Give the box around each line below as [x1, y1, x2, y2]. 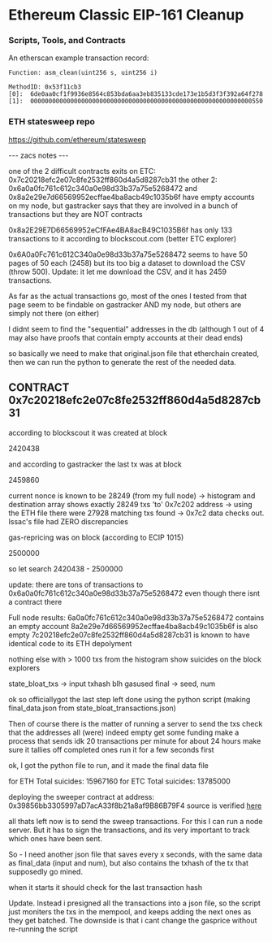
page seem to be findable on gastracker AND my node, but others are [8, 299, 242, 310]
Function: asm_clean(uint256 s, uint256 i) [8, 69, 158, 77]
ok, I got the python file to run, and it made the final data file [8, 760, 209, 770]
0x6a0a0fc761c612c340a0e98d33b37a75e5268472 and [8, 183, 197, 193]
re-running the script [8, 924, 79, 934]
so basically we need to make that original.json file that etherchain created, [8, 348, 260, 358]
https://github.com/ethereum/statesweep [8, 134, 146, 144]
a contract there [8, 597, 63, 606]
